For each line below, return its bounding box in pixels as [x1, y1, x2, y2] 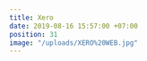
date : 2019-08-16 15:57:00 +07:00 [9, 22, 139, 30]
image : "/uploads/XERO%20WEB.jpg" [9, 38, 139, 48]
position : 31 [9, 30, 58, 39]
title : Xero [9, 13, 54, 22]
